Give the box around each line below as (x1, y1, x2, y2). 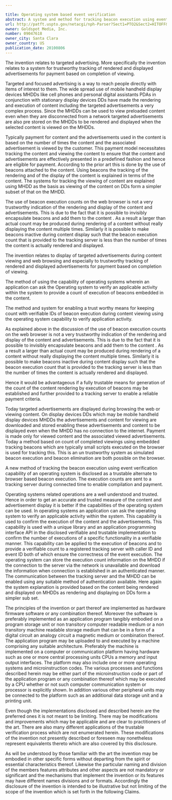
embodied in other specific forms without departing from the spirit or (5, 756, 151, 762)
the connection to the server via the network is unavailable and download (5, 562, 160, 568)
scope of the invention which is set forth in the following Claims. (5, 788, 141, 794)
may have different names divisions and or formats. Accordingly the (5, 777, 148, 784)
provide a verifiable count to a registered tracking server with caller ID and (5, 546, 162, 552)
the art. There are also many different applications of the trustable (5, 724, 144, 730)
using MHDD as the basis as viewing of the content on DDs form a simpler (5, 183, 162, 189)
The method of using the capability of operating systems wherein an (5, 278, 150, 285)
